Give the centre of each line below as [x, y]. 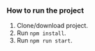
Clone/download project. [52, 26]
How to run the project [45, 10]
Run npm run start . [44, 41]
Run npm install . [42, 33]
